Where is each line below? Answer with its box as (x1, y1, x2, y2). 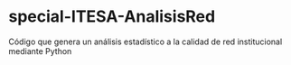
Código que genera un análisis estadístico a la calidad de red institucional (8, 36, 283, 47)
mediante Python (8, 45, 72, 56)
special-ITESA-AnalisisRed (8, 6, 216, 27)
